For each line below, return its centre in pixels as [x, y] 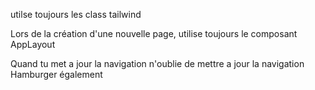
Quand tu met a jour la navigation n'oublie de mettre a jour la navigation [157, 63]
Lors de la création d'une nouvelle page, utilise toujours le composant [154, 33]
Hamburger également [56, 74]
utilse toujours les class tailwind [76, 14]
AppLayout [33, 44]
